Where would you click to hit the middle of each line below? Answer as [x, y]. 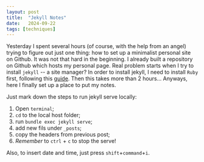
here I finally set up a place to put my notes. [61, 85]
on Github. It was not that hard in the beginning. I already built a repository [100, 59]
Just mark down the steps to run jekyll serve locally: [72, 97]
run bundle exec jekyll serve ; [54, 122]
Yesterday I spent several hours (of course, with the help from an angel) [97, 46]
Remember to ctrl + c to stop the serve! [66, 141]
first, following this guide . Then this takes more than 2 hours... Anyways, [97, 79]
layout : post [23, 12]
